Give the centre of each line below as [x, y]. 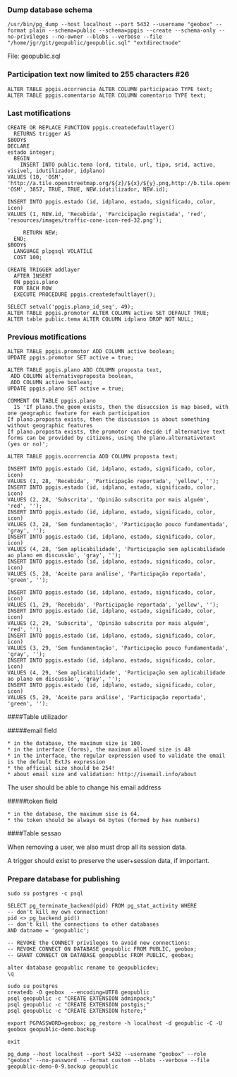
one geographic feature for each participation [79, 413]
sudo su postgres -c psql [45, 894]
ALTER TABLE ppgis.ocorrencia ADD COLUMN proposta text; [93, 457]
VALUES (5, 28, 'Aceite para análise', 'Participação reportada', [107, 574]
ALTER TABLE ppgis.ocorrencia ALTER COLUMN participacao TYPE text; [110, 89]
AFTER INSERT [33, 276]
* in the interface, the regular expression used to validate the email [116, 756]
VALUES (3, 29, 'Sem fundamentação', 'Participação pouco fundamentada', [118, 648]
